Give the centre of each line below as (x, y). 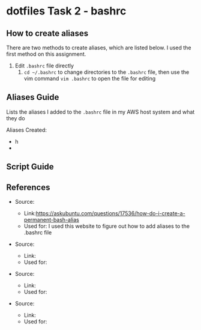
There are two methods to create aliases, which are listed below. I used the (99, 47)
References (28, 187)
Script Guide (30, 167)
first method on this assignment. (46, 54)
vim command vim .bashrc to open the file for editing (90, 78)
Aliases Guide (33, 97)
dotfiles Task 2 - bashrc (66, 11)
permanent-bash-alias (51, 220)
